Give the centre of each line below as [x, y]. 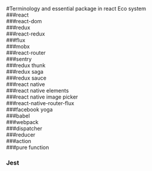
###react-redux [26, 34]
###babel [18, 116]
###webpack [22, 122]
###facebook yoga [30, 110]
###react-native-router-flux [40, 103]
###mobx [18, 46]
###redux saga [25, 72]
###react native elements [38, 91]
